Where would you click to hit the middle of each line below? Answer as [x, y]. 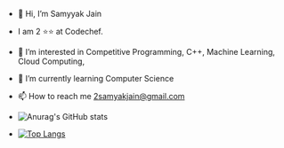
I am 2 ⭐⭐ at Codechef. [61, 31]
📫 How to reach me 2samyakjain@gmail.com [101, 96]
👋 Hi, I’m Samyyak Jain [60, 14]
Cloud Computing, [51, 61]
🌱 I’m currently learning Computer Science [96, 78]
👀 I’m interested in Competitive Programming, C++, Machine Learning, [146, 52]
